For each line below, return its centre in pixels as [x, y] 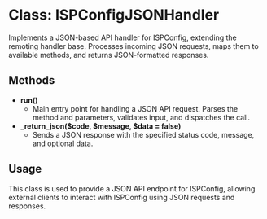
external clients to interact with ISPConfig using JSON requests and [122, 197]
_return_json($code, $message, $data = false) [101, 126]
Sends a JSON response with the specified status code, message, [143, 134]
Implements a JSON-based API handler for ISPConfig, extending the [123, 37]
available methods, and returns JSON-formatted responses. [109, 55]
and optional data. [63, 143]
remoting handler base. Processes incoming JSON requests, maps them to [133, 46]
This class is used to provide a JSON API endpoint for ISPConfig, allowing [132, 188]
